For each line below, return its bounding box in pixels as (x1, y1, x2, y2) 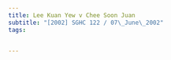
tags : (8, 26, 26, 34)
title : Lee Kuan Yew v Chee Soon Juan (8, 11, 136, 19)
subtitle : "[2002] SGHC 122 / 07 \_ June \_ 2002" (8, 19, 164, 26)
